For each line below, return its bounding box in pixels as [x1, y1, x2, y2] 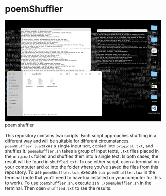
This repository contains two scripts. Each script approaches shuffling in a [5, 133, 157, 139]
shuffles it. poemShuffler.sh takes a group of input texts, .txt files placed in [5, 148, 159, 154]
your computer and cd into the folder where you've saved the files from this [5, 164, 158, 170]
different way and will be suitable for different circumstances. [5, 138, 130, 144]
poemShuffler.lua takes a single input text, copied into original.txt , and [5, 143, 153, 149]
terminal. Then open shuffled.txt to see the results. [5, 185, 112, 191]
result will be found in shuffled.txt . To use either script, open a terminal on [5, 159, 159, 165]
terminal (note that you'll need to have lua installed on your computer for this [5, 175, 161, 181]
